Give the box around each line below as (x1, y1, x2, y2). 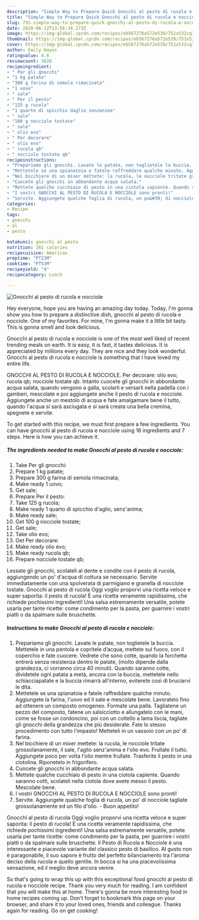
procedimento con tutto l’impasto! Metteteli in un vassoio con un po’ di (15, 727, 187, 734)
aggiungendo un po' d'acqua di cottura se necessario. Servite (6, 573, 157, 580)
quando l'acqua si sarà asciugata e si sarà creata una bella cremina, (6, 403, 172, 410)
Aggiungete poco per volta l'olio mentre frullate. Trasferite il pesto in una (15, 752, 193, 759)
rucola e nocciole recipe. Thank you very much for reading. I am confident (6, 882, 188, 889)
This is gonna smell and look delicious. (6, 323, 101, 331)
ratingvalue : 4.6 (6, 53, 50, 58)
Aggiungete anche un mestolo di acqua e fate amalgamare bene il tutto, (6, 396, 181, 403)
